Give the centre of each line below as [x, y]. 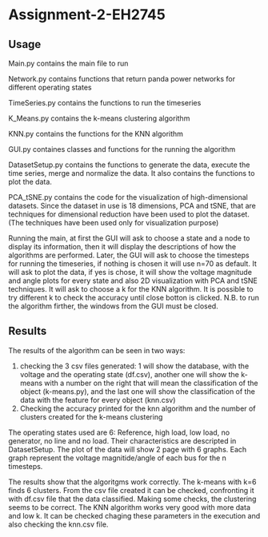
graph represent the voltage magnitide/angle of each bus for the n [117, 458]
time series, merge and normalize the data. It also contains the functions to [132, 173]
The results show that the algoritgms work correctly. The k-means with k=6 [132, 482]
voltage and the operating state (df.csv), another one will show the [130, 374]
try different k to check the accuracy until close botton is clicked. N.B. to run [134, 298]
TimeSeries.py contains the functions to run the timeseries [105, 103]
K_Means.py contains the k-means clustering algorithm [99, 118]
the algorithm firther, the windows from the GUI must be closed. [113, 306]
